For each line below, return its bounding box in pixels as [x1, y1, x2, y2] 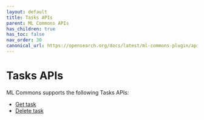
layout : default [6, 8, 47, 15]
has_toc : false [6, 32, 45, 38]
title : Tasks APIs [6, 15, 53, 21]
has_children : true [6, 25, 56, 32]
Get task [15, 101, 36, 108]
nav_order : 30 [6, 37, 42, 43]
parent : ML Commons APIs [6, 20, 69, 26]
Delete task [15, 107, 44, 114]
